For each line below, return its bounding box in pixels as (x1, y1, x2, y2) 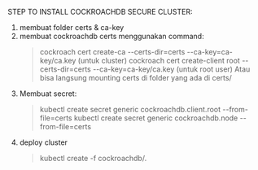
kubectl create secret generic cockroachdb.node (73, 113, 238, 123)
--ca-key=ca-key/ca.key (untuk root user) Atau (92, 64, 251, 74)
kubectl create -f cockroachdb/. (39, 154, 147, 163)
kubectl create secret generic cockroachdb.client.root (39, 105, 221, 114)
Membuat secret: (19, 89, 77, 98)
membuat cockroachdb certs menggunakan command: (19, 32, 204, 41)
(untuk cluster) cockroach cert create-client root (77, 56, 241, 65)
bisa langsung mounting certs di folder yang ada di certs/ (39, 73, 233, 82)
